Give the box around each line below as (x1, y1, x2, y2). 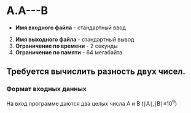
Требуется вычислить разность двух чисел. (6, 67, 185, 77)
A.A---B (6, 4, 49, 18)
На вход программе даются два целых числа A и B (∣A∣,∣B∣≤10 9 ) (6, 98, 177, 107)
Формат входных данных (6, 85, 87, 93)
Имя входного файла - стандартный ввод (15, 24, 126, 31)
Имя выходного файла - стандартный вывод (15, 35, 134, 43)
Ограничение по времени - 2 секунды (15, 42, 118, 49)
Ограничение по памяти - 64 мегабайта (15, 48, 123, 56)
